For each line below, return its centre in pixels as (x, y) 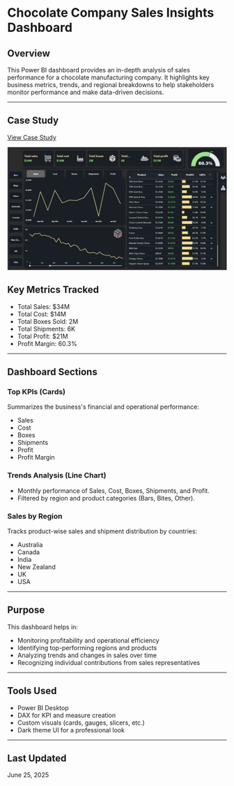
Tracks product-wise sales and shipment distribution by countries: (102, 531)
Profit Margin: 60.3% (47, 343)
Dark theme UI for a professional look (71, 730)
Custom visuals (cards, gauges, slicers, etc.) (81, 723)
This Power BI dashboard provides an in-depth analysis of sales (99, 70)
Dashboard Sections (52, 372)
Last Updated (37, 758)
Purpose (26, 610)
